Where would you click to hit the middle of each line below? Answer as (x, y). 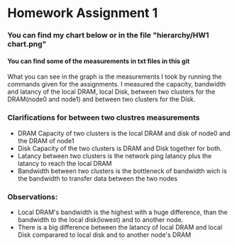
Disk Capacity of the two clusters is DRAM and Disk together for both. (120, 148)
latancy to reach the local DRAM (65, 163)
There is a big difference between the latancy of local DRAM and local (120, 227)
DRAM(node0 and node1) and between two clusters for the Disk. (101, 99)
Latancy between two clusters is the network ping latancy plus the (115, 156)
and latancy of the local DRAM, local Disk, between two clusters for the (111, 92)
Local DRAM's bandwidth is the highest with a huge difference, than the (123, 212)
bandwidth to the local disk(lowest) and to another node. (100, 219)
